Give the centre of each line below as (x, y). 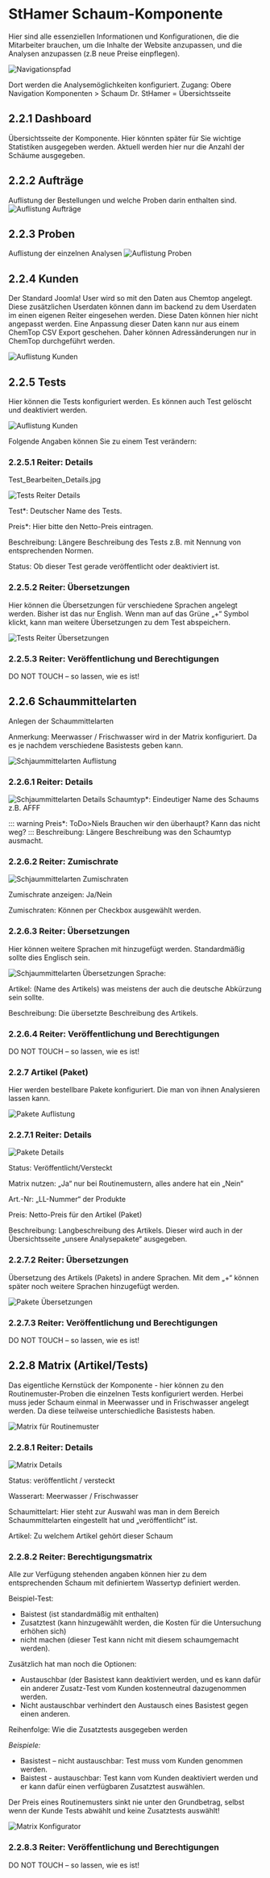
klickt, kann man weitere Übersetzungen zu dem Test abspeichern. (120, 622)
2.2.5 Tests (37, 382)
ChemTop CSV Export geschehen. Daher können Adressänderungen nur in (132, 332)
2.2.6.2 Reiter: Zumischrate (64, 862)
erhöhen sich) (43, 1631)
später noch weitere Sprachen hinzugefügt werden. (94, 1286)
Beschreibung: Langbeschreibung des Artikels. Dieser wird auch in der (126, 1230)
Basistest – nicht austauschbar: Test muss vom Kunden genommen (131, 1761)
